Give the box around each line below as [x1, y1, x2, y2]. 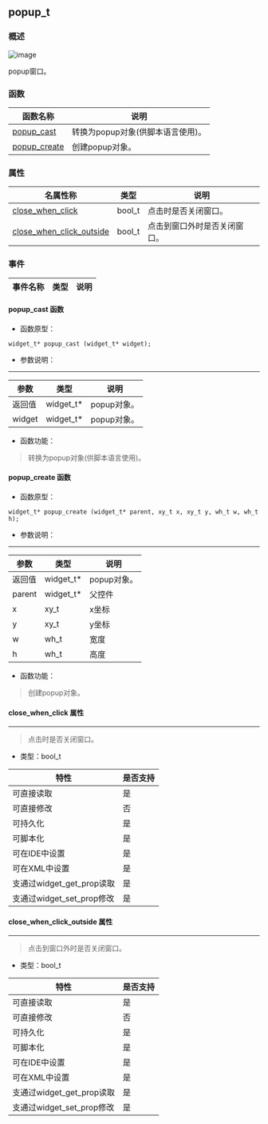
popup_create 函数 [8, 473, 72, 482]
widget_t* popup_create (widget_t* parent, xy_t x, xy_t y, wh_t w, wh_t [8, 507, 259, 516]
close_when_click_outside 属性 [8, 917, 113, 926]
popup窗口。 [8, 66, 51, 76]
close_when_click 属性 [8, 707, 85, 718]
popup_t [8, 6, 50, 19]
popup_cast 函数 [8, 305, 65, 314]
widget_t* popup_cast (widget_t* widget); [8, 339, 152, 348]
